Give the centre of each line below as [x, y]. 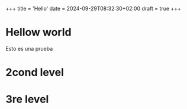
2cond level [35, 72]
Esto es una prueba [29, 48]
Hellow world [38, 32]
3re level [27, 99]
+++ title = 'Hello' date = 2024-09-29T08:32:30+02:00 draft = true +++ [93, 9]
